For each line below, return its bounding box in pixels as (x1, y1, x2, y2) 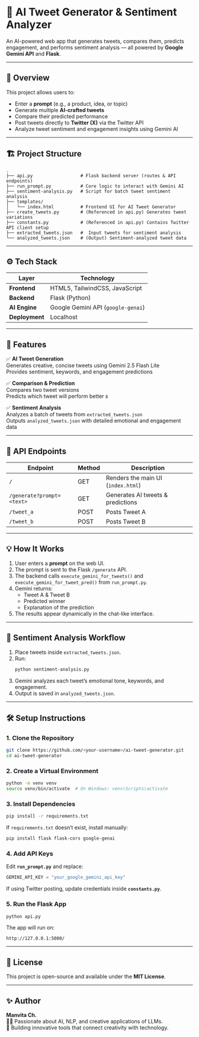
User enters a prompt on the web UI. (14, 560, 105, 567)
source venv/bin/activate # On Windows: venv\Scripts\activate (6, 786, 168, 792)
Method (78, 464, 101, 472)
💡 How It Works (6, 544, 65, 554)
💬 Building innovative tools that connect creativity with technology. (6, 1024, 169, 1031)
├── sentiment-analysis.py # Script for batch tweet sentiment (6, 188, 171, 194)
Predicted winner (23, 597, 66, 604)
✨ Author (6, 995, 41, 1006)
